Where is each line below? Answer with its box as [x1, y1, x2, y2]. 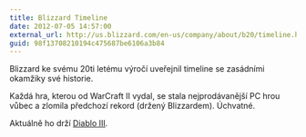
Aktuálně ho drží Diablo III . [9, 118, 108, 129]
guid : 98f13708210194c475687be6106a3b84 [9, 38, 166, 48]
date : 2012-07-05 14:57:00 [9, 22, 112, 31]
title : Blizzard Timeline [9, 13, 107, 23]
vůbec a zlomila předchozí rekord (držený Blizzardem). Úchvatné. [9, 101, 256, 112]
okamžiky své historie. [9, 73, 94, 84]
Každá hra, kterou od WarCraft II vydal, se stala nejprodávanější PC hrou [9, 91, 280, 102]
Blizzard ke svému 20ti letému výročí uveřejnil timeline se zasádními [9, 64, 265, 74]
